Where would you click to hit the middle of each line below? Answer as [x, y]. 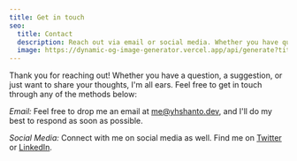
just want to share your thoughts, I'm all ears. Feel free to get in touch [136, 85]
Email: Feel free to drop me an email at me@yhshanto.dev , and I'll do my [141, 111]
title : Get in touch [47, 17]
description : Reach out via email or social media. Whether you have [148, 42]
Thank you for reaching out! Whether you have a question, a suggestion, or [146, 75]
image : [29, 50]
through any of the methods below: [73, 95]
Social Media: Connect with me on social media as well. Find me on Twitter [146, 138]
